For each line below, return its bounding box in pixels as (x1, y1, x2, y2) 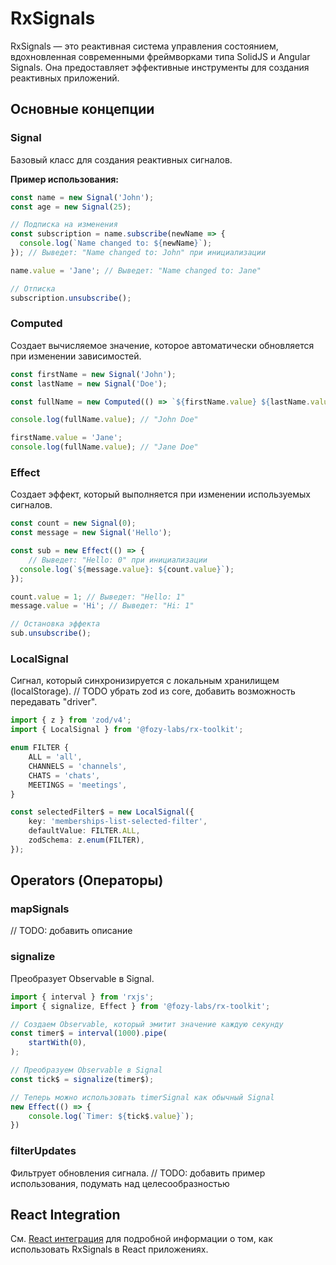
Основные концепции (10, 101, 155, 118)
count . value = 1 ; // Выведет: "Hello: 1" (10, 592, 186, 602)
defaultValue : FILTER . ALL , (28, 826, 141, 836)
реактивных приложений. (10, 72, 120, 84)
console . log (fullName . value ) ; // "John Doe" (10, 415, 199, 425)
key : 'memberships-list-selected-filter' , (28, 817, 208, 827)
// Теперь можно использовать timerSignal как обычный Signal (10, 1092, 275, 1102)
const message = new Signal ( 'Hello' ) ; (10, 528, 172, 538)
